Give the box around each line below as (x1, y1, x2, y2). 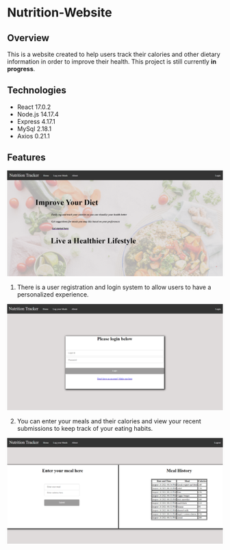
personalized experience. (16, 290, 89, 299)
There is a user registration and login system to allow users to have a (16, 283, 212, 292)
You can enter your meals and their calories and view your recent (16, 417, 202, 425)
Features (7, 152, 46, 164)
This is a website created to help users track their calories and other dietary (7, 50, 220, 58)
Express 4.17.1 (16, 117, 56, 125)
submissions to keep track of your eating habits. (16, 425, 153, 433)
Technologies (7, 84, 67, 97)
